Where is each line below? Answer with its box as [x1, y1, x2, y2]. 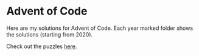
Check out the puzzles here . [6, 43, 77, 50]
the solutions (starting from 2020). [6, 30, 93, 38]
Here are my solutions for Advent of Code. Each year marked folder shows [6, 24, 194, 32]
